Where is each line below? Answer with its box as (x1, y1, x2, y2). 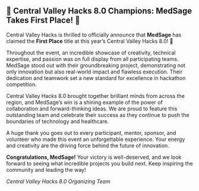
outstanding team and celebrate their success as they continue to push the (6, 111, 189, 118)
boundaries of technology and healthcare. (6, 118, 109, 125)
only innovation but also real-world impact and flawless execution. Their (6, 68, 183, 75)
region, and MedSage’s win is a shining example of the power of (6, 98, 163, 106)
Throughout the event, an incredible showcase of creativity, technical (6, 49, 176, 56)
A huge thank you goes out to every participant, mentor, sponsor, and (6, 129, 176, 136)
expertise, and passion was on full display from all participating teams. (6, 55, 179, 63)
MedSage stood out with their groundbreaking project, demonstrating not (6, 61, 186, 69)
